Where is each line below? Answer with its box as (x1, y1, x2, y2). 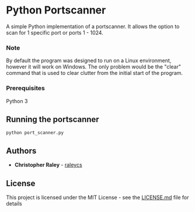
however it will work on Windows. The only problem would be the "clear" (6, 63, 181, 70)
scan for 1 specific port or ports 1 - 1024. (6, 29, 103, 36)
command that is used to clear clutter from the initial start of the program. (6, 70, 183, 77)
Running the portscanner (6, 114, 99, 124)
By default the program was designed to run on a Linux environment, (6, 57, 172, 64)
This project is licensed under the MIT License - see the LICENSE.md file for (6, 194, 189, 201)
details (6, 200, 22, 207)
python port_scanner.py (6, 130, 64, 136)
